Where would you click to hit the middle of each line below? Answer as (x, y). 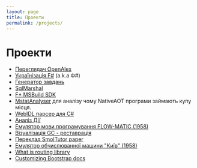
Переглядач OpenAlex (43, 69)
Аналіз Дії (28, 120)
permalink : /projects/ (35, 23)
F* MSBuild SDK (35, 95)
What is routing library (42, 152)
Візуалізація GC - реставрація (53, 133)
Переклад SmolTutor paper (49, 139)
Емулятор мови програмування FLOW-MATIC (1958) (82, 127)
